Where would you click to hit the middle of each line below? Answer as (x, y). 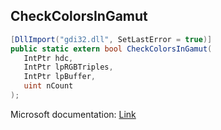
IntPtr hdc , (48, 58)
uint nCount (48, 86)
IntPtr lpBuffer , (60, 77)
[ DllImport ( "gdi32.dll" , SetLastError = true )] (111, 39)
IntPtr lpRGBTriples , (68, 67)
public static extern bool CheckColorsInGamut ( (111, 49)
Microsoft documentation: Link (73, 114)
